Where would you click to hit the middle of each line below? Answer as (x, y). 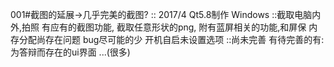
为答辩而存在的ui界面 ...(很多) (70, 52)
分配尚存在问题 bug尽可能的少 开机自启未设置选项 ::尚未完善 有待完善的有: (171, 39)
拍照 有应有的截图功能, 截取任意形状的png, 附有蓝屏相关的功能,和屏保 (164, 27)
